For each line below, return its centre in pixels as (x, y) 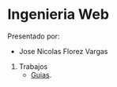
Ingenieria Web (58, 14)
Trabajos (33, 66)
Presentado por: (34, 36)
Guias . (41, 74)
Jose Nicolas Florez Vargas (63, 51)
